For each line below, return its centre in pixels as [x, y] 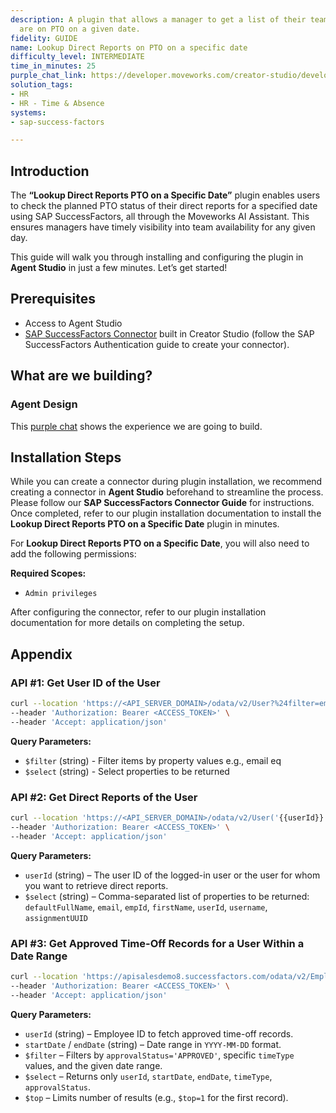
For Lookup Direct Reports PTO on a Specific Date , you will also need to [160, 543]
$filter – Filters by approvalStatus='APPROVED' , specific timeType [159, 1055]
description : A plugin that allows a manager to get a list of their [158, 19]
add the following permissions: [73, 554]
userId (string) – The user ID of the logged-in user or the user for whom [172, 875]
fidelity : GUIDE [44, 38]
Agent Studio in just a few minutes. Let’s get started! [119, 268]
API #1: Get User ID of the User [85, 683]
